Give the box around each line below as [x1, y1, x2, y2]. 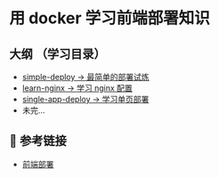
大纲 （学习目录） [9, 46, 106, 61]
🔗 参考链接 [9, 133, 67, 149]
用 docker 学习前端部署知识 [9, 8, 211, 28]
